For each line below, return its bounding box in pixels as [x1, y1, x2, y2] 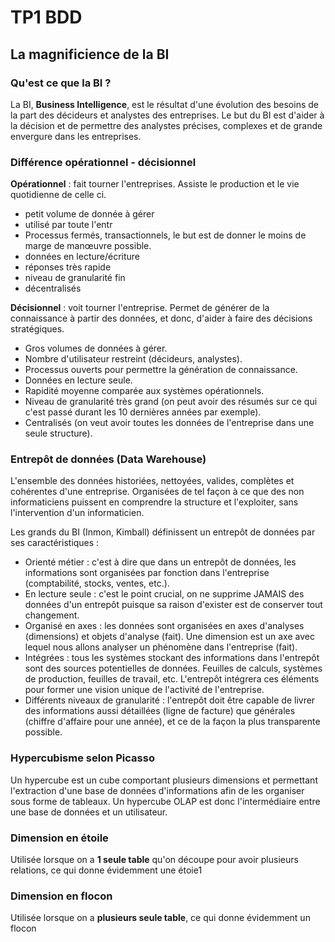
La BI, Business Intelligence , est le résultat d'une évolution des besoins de [10, 98, 319, 110]
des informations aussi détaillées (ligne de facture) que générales [24, 705, 296, 717]
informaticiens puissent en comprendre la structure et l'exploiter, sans [10, 496, 299, 508]
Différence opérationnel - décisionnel [10, 155, 197, 169]
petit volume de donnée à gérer [24, 208, 155, 220]
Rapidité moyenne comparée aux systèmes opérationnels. [24, 385, 265, 397]
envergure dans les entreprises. [10, 130, 142, 142]
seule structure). [24, 427, 93, 440]
